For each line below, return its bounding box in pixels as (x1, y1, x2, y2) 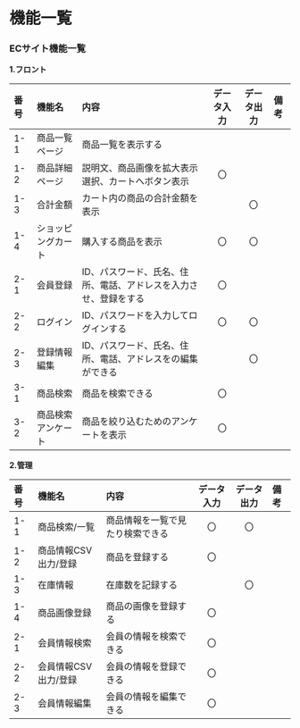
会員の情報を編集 (105, 690, 179, 703)
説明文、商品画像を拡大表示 (81, 162, 198, 174)
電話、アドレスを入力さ (99, 279, 198, 291)
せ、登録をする (81, 292, 145, 305)
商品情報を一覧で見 (105, 515, 187, 527)
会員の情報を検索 (105, 631, 179, 643)
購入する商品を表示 (81, 236, 162, 248)
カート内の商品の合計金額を (81, 192, 198, 205)
